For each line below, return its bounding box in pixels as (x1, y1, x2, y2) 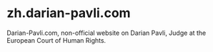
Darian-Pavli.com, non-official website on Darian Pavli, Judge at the (6, 28, 207, 37)
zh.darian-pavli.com (6, 5, 131, 21)
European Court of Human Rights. (6, 36, 106, 44)
